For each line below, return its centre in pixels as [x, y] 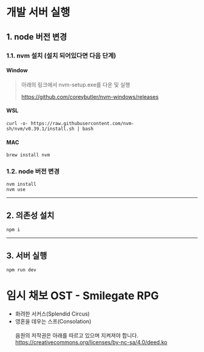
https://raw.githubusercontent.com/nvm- [83, 123]
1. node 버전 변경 [37, 37]
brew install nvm [28, 155]
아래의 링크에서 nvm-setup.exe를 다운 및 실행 [76, 84]
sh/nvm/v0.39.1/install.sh [40, 129]
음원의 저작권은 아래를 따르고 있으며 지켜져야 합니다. [76, 335]
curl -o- [17, 123]
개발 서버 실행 [38, 12]
